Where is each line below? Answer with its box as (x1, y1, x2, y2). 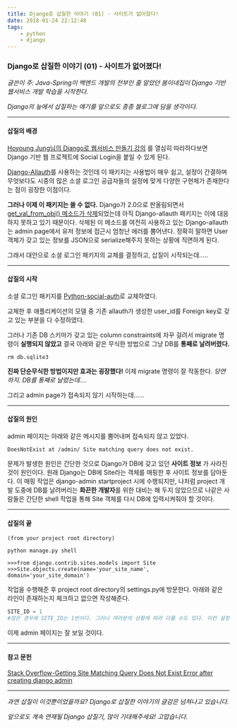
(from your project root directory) (7, 535, 115, 542)
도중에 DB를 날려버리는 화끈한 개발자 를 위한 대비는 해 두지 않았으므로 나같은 (14, 486, 223, 495)
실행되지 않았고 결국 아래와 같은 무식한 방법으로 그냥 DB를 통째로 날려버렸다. (20, 339, 230, 348)
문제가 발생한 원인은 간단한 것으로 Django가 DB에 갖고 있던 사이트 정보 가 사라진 (7, 459, 228, 468)
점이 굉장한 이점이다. (14, 185, 72, 194)
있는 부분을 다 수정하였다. (14, 315, 85, 324)
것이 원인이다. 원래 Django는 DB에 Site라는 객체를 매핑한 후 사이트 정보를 (7, 468, 209, 477)
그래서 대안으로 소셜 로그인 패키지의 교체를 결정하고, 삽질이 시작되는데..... (7, 250, 208, 259)
